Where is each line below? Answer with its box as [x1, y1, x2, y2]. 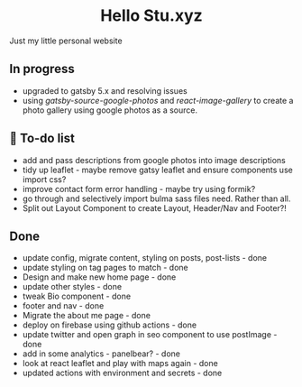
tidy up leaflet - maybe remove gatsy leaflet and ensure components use [22, 164, 293, 175]
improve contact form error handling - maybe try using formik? [22, 183, 256, 194]
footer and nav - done [22, 300, 105, 311]
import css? [22, 173, 67, 185]
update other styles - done [22, 281, 123, 292]
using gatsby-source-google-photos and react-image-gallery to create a [22, 95, 294, 106]
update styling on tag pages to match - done [22, 263, 188, 273]
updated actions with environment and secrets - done [22, 367, 223, 379]
